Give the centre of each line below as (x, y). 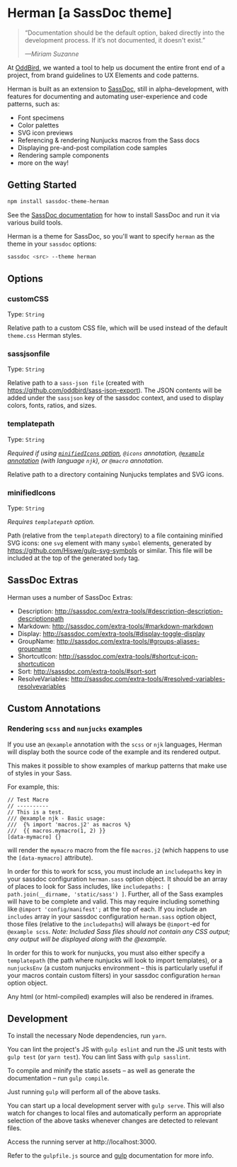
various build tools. (35, 222)
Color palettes (38, 125)
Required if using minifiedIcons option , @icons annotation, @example (106, 453)
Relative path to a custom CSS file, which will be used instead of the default (117, 328)
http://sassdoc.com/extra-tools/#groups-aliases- (128, 641)
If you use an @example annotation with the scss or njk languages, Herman (115, 744)
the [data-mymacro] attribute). (50, 858)
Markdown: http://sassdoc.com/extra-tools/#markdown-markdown (115, 626)
